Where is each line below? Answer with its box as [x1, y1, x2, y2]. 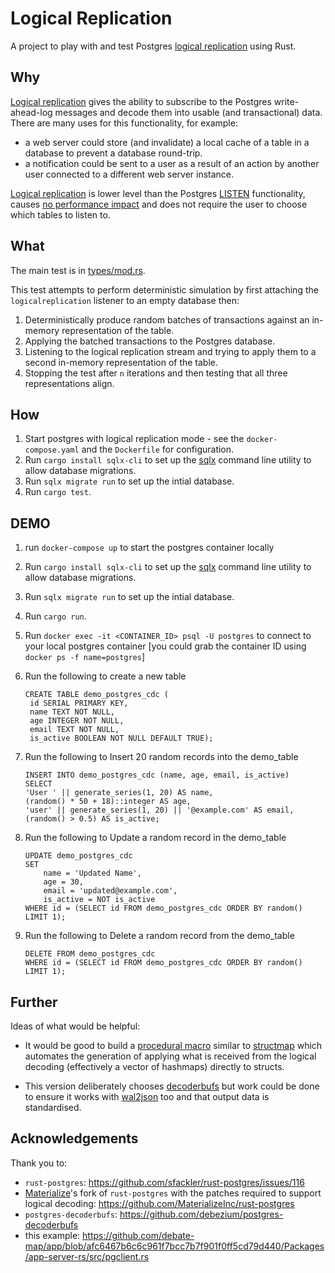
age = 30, [43, 877, 84, 887]
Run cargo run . [24, 610, 87, 622]
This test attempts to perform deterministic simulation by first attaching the [10, 283, 319, 296]
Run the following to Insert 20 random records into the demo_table [24, 751, 299, 763]
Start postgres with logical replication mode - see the [24, 433, 245, 445]
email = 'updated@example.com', [43, 886, 178, 896]
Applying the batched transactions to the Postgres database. [24, 335, 276, 347]
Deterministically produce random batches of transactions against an [24, 313, 310, 326]
